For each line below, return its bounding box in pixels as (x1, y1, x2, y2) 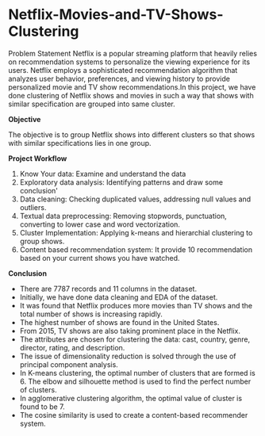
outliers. (19, 202, 47, 212)
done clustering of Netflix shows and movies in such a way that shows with (8, 90, 254, 100)
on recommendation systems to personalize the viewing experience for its (8, 57, 251, 67)
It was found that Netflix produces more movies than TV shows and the (19, 300, 252, 310)
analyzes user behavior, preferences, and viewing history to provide (8, 74, 230, 83)
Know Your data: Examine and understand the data (19, 169, 186, 178)
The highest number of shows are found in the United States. (19, 317, 220, 327)
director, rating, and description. (19, 342, 125, 352)
